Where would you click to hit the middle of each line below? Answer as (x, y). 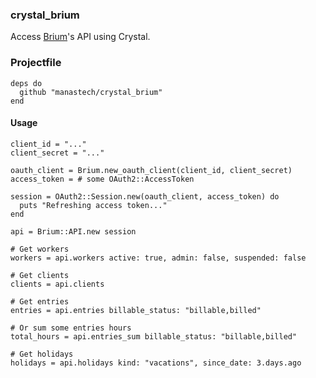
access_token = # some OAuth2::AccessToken (102, 179)
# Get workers (40, 249)
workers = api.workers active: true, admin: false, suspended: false (158, 258)
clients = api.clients (57, 284)
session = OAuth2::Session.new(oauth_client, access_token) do (145, 196)
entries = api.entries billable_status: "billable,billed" (136, 310)
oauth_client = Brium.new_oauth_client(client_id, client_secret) (151, 170)
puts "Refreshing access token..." (93, 205)
